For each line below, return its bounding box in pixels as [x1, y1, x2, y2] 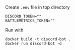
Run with [5, 27, 24, 33]
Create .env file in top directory [5, 4, 70, 10]
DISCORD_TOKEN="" [5, 14, 42, 19]
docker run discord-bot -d [5, 41, 62, 46]
